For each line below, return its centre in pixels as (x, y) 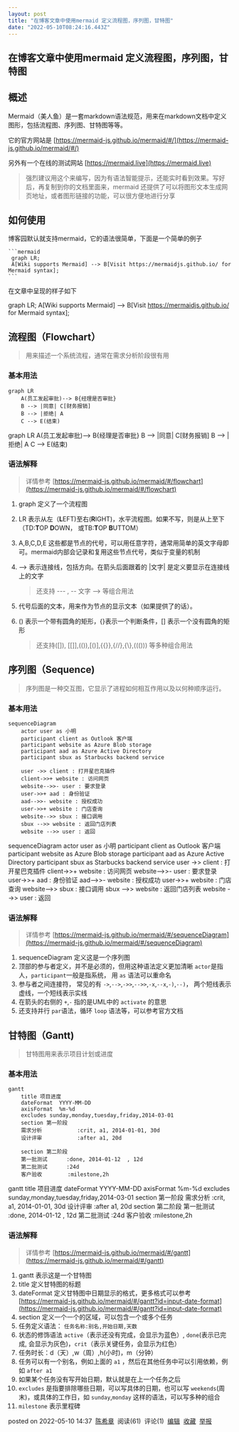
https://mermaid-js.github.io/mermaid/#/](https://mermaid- (142, 140)
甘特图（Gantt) (41, 1035)
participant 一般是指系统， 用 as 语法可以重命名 (101, 975)
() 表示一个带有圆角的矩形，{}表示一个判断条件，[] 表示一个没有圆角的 (121, 621)
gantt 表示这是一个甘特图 (55, 1275)
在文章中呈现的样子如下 (42, 291)
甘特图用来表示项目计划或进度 (69, 1054)
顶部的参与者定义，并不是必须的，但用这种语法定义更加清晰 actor (115, 966)
